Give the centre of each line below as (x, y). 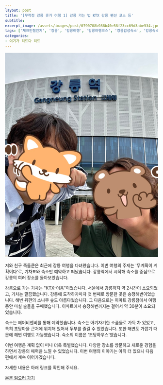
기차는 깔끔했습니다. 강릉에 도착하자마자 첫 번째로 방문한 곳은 (69, 294)
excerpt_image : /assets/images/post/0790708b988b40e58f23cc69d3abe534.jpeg (83, 26)
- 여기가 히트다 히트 (23, 41)
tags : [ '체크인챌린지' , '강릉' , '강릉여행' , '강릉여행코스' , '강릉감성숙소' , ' (75, 31)
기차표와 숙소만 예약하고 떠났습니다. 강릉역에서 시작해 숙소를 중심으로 (90, 272)
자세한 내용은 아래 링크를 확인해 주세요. (42, 367)
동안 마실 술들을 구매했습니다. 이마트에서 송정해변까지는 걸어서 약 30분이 (74, 306)
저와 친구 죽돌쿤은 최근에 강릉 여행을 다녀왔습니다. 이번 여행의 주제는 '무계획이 (79, 265)
